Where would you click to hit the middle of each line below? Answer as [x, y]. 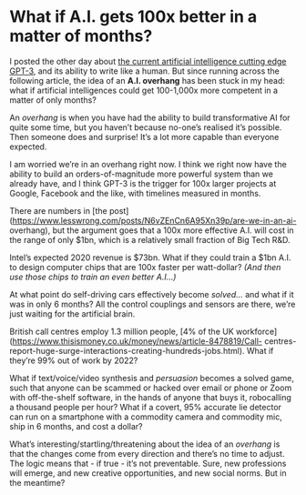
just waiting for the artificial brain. [72, 313]
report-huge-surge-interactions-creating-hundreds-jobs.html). [127, 350]
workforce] [256, 331]
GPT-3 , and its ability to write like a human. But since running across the [145, 71]
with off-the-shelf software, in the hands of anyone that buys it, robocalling [150, 397]
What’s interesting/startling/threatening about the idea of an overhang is [145, 444]
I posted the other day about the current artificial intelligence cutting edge [148, 61]
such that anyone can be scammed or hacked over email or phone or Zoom [151, 388]
